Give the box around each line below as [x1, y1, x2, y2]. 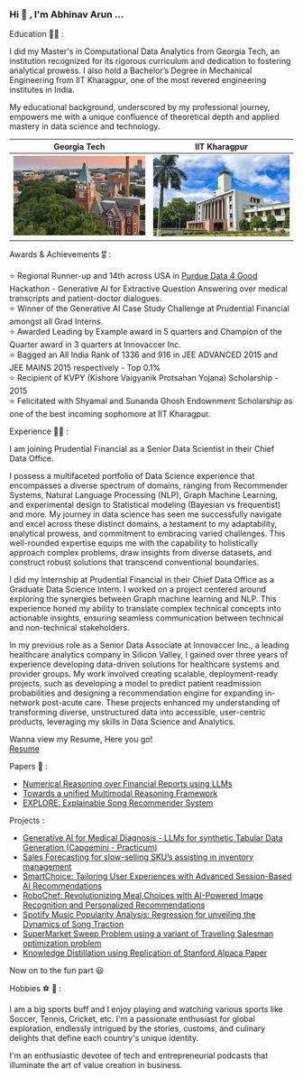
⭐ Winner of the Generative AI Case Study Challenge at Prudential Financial [9, 302, 290, 314]
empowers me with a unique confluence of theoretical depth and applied [9, 112, 280, 123]
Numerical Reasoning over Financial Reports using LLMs [22, 778, 233, 788]
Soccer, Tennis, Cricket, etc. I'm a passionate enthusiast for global [9, 1013, 255, 1024]
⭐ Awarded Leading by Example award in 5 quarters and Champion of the [9, 326, 282, 336]
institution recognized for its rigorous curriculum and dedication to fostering [9, 56, 291, 67]
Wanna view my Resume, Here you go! [9, 733, 153, 744]
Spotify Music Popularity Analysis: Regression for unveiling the [22, 908, 256, 919]
